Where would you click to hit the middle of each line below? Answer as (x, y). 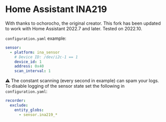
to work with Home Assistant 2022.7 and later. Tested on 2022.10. (74, 28)
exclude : (19, 105)
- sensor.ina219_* (38, 114)
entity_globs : (29, 110)
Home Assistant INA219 (56, 9)
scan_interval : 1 (33, 71)
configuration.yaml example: (36, 38)
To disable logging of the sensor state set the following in (65, 86)
